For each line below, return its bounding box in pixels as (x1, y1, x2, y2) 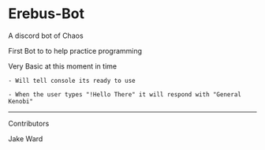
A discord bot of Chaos (8, 31, 84, 40)
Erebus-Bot (8, 5, 85, 23)
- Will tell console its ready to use (8, 77, 136, 84)
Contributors (8, 118, 50, 128)
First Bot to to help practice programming (8, 46, 143, 55)
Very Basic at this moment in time (8, 61, 117, 71)
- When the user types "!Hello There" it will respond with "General (8, 90, 242, 99)
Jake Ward (8, 133, 43, 143)
